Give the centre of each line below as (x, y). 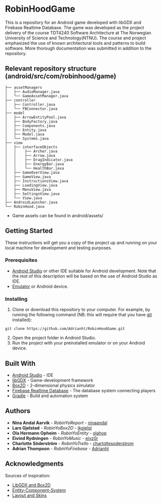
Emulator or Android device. (40, 286)
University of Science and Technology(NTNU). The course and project (76, 38)
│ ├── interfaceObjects (31, 147)
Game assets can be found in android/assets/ (58, 215)
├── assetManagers (24, 87)
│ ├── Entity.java (26, 130)
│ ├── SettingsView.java (32, 194)
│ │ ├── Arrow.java (30, 156)
